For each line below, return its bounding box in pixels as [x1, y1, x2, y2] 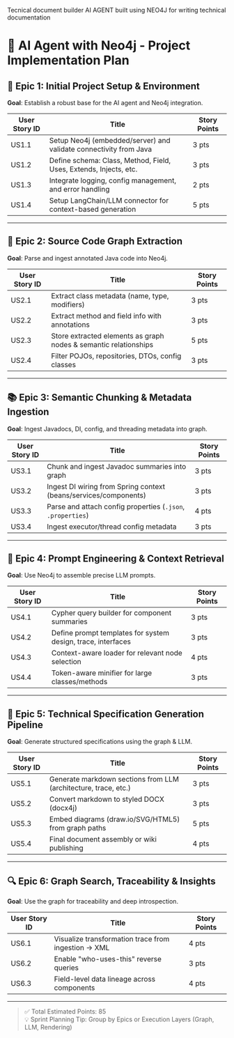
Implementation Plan [7, 52, 130, 68]
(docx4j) [49, 803, 78, 813]
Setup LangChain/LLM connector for [49, 196, 169, 205]
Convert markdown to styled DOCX [49, 794, 165, 804]
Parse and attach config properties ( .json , [46, 502, 185, 511]
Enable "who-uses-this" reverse [54, 954, 162, 964]
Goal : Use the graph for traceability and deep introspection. [7, 897, 179, 906]
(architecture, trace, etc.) [49, 783, 131, 793]
